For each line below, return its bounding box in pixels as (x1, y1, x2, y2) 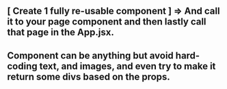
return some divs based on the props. (7, 71, 171, 82)
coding (7, 60, 38, 72)
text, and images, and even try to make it (39, 60, 216, 72)
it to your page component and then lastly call (7, 16, 206, 28)
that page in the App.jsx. (7, 26, 114, 38)
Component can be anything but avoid (7, 50, 174, 61)
